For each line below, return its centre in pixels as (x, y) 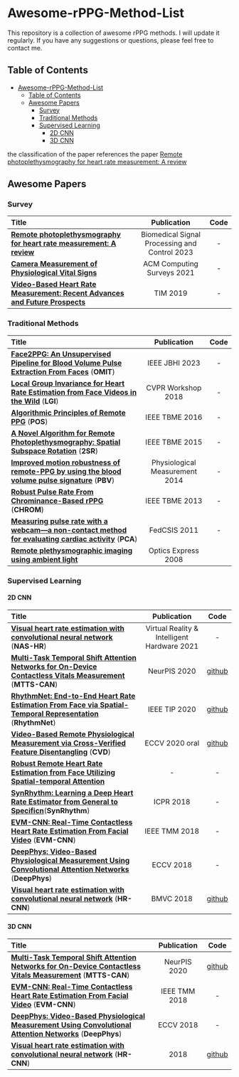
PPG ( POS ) (30, 421)
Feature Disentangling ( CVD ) (61, 752)
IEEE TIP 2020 (172, 709)
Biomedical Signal (171, 235)
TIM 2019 (171, 293)
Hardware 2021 (172, 646)
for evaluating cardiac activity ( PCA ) (74, 538)
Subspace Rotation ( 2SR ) (54, 451)
